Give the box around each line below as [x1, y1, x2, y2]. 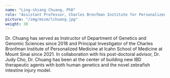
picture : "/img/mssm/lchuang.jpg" [5, 17, 78, 22]
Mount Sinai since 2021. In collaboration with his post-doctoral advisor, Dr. [5, 51, 160, 57]
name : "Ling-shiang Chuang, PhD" [5, 7, 76, 13]
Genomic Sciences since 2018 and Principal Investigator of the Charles [5, 41, 153, 47]
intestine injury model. [5, 67, 52, 73]
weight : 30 [5, 21, 28, 27]
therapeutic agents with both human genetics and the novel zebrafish [5, 62, 150, 68]
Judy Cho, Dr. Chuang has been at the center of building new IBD [5, 56, 142, 63]
